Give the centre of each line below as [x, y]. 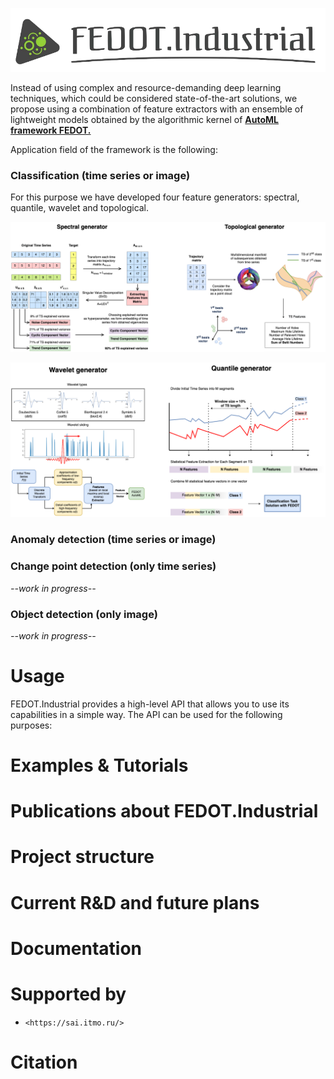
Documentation [76, 948]
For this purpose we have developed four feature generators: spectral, [155, 197]
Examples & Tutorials [99, 765]
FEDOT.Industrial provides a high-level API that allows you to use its [150, 704]
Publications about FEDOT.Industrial [164, 811]
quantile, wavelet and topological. [80, 208]
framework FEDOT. [51, 130]
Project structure [82, 857]
